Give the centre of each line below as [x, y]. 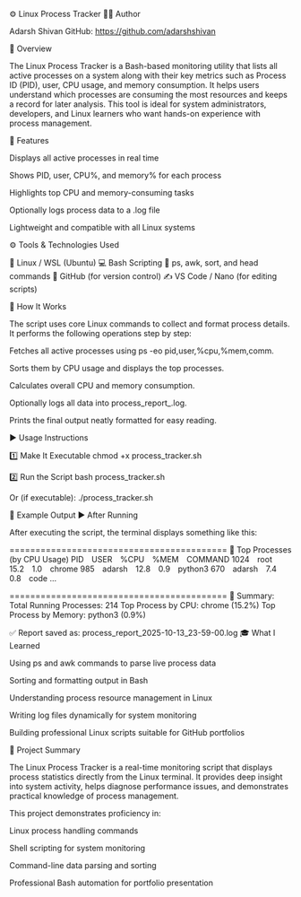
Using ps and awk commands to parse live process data [113, 663]
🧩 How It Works [38, 306]
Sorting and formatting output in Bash [79, 680]
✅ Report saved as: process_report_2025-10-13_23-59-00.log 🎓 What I [142, 633]
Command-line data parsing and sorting [83, 865]
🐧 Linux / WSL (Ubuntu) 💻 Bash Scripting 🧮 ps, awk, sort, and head [134, 263]
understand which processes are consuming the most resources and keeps [149, 95]
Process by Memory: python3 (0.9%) [77, 615]
